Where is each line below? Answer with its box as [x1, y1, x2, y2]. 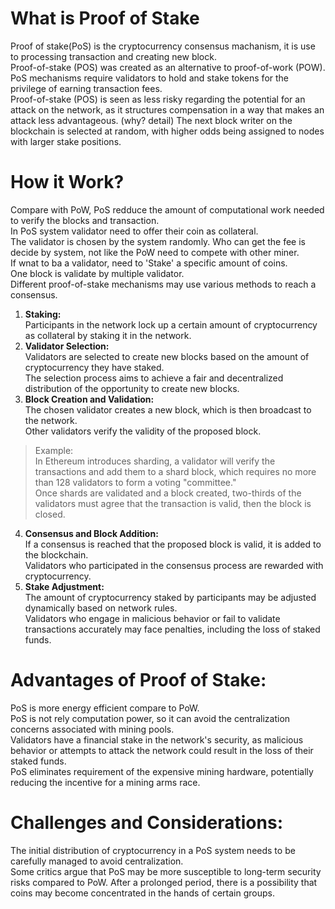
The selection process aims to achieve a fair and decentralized [24, 372, 284, 384]
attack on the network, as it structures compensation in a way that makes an [10, 103, 325, 116]
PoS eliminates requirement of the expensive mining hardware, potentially [10, 765, 314, 777]
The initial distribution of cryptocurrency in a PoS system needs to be [10, 844, 296, 856]
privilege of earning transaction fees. [10, 82, 163, 94]
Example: [34, 444, 74, 456]
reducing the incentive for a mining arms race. [10, 776, 201, 788]
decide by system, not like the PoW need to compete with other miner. [10, 246, 300, 258]
